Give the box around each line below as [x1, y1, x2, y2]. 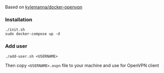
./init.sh [5, 27, 25, 32]
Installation [5, 16, 33, 23]
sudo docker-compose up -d [5, 32, 60, 36]
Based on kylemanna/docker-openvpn [5, 4, 82, 10]
